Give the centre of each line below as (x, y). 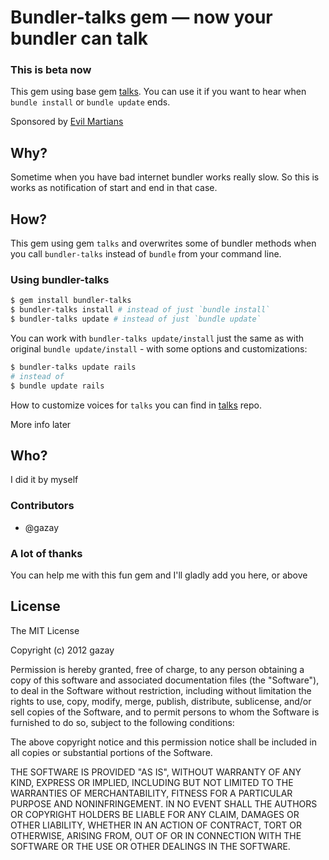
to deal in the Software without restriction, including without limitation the (161, 690)
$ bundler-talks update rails (73, 367)
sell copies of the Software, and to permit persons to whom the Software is (165, 712)
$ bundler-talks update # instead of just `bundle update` (136, 319)
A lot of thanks (46, 553)
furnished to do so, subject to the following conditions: (122, 722)
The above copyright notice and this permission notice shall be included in (163, 742)
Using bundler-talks (60, 280)
